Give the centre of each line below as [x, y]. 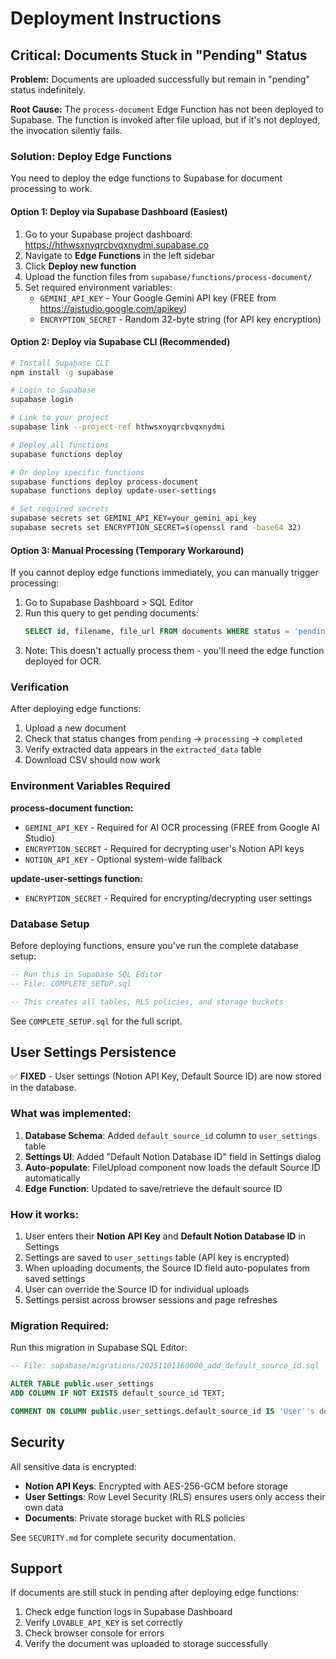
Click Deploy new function [80, 266]
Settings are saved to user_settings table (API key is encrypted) [157, 1257]
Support [36, 1568]
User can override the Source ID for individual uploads [137, 1289]
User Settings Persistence [93, 1052]
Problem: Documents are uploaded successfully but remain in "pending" [160, 79]
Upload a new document [75, 728]
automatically [52, 1178]
